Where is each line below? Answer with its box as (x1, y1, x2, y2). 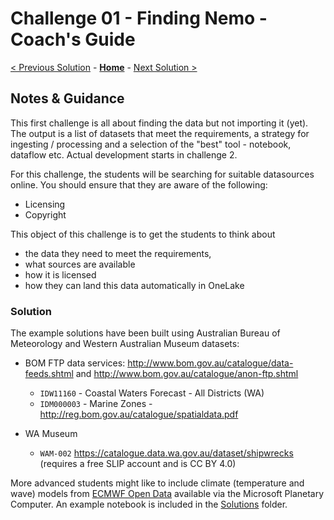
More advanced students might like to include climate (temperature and (10, 477, 305, 489)
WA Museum (24, 428, 78, 440)
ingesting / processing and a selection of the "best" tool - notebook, (10, 138, 292, 150)
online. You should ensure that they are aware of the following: (10, 178, 268, 191)
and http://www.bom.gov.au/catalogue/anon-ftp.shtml (75, 368, 299, 380)
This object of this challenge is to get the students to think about (10, 228, 276, 240)
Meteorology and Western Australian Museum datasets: (10, 338, 240, 350)
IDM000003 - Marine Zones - (39, 398, 153, 410)
